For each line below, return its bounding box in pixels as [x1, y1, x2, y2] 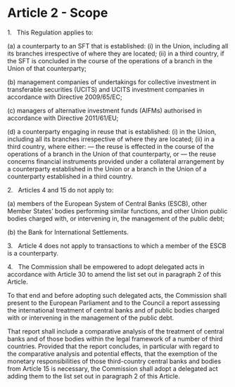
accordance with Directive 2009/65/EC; [7, 93, 122, 101]
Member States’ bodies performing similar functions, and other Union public [7, 206, 228, 215]
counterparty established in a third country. [7, 172, 134, 181]
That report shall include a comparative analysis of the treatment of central [7, 327, 224, 335]
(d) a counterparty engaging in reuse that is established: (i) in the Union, [7, 127, 217, 136]
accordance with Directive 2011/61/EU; [7, 114, 119, 122]
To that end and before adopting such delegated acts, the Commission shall [7, 291, 227, 299]
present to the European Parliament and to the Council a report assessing [7, 299, 220, 307]
